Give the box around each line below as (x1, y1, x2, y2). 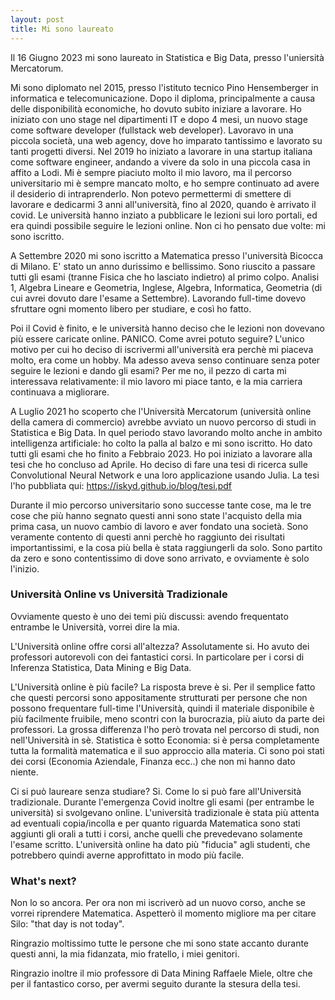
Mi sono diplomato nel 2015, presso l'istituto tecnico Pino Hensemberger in (10, 81, 319, 93)
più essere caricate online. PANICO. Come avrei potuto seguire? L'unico (10, 332, 305, 345)
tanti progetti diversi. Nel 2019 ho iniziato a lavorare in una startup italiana (10, 145, 313, 157)
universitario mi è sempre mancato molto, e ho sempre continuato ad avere (10, 177, 320, 189)
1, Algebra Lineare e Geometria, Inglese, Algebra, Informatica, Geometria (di (10, 281, 323, 293)
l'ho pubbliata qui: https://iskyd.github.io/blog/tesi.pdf (10, 479, 232, 491)
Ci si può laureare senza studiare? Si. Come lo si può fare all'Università (10, 785, 302, 797)
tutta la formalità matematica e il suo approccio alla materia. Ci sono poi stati (10, 744, 325, 756)
